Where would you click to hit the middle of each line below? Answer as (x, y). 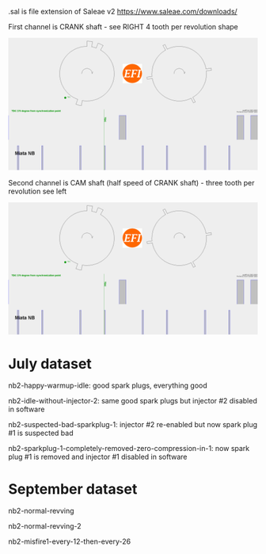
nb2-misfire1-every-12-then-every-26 (70, 541)
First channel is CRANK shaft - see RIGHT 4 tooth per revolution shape (123, 27)
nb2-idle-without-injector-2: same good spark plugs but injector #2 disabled (133, 401)
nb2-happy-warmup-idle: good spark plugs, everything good (108, 386)
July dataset (50, 363)
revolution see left (38, 191)
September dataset (73, 489)
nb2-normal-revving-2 (45, 526)
